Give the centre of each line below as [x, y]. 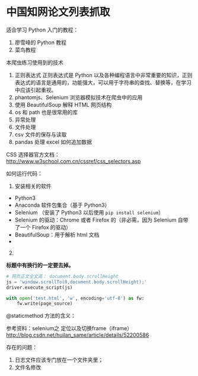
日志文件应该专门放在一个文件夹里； [59, 360]
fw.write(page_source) [45, 304]
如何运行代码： [24, 173]
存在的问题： [22, 347]
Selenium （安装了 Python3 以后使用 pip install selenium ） [89, 212]
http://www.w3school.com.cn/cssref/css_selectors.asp [74, 161]
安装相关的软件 [33, 186]
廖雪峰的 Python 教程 [41, 42]
